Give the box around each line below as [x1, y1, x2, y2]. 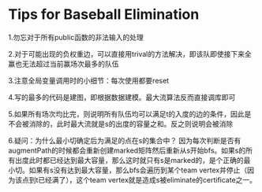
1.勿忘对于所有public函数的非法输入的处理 [8, 32, 144, 42]
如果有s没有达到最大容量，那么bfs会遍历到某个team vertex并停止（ [28, 165, 248, 175]
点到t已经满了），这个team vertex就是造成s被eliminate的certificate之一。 [21, 175, 257, 184]
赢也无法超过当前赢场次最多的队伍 [8, 59, 119, 68]
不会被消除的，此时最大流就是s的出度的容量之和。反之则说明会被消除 [8, 119, 234, 128]
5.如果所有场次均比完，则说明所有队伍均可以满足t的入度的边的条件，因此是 [8, 109, 252, 119]
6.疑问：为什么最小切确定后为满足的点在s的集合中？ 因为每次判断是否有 [8, 135, 241, 145]
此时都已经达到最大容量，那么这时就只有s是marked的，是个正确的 [28, 155, 245, 164]
